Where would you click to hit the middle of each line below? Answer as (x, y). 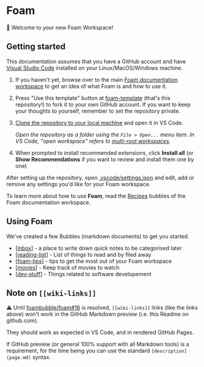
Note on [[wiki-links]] (51, 293)
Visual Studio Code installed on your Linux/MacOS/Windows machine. (95, 68)
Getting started (36, 47)
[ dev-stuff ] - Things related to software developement (83, 274)
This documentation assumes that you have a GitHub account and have (96, 61)
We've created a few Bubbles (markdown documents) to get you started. (98, 236)
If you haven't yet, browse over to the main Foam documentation (97, 79)
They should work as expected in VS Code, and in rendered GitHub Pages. (100, 332)
